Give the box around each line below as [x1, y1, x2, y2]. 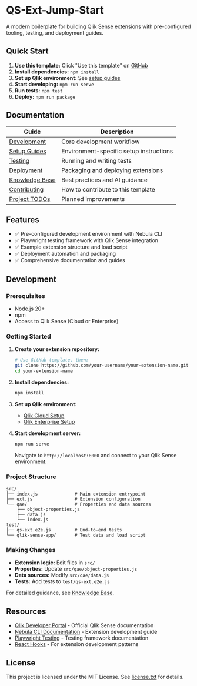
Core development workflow [61, 138, 140, 146]
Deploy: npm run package [14, 93, 75, 100]
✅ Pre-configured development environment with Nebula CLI [14, 230, 163, 237]
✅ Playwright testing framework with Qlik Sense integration [14, 237, 159, 244]
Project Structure [6, 473, 56, 481]
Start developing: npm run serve [14, 81, 94, 88]
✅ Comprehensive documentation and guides [14, 257, 125, 264]
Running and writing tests [61, 156, 132, 165]
